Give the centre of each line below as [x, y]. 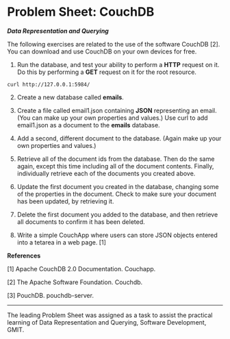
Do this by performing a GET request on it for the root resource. [107, 72]
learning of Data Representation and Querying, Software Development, [107, 322]
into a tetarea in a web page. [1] [61, 242]
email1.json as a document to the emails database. [88, 125]
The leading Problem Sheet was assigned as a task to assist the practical [110, 315]
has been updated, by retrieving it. [65, 201]
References [24, 255]
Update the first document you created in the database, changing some [118, 186]
